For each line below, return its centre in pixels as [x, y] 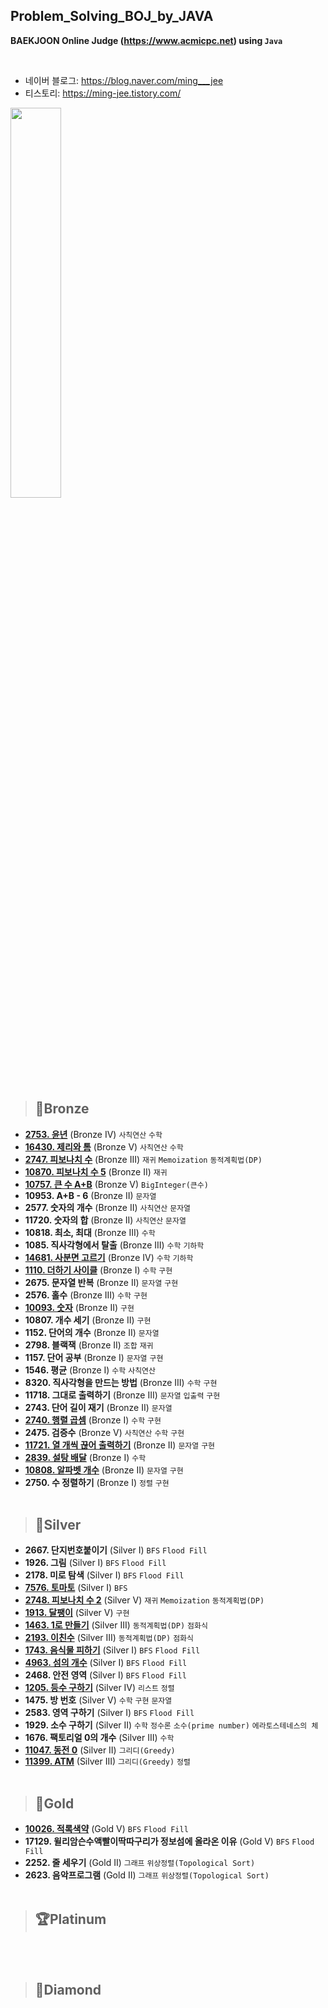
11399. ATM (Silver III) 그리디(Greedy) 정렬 [107, 1761]
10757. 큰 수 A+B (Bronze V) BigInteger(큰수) [116, 1184]
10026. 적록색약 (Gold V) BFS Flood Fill [106, 1829]
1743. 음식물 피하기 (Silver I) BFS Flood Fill [112, 1650]
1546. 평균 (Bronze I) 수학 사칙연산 [90, 1370]
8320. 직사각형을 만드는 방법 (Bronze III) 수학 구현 [121, 1382]
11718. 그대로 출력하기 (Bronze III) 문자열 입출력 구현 [122, 1395]
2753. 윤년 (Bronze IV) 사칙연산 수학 [93, 1134]
